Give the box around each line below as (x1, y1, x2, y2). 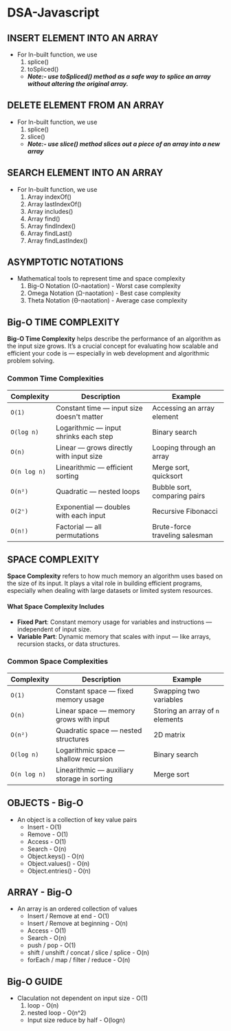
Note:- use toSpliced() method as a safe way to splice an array (27, 72, 211, 80)
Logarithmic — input (56, 423, 122, 433)
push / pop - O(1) (27, 941, 76, 950)
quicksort (152, 471, 184, 481)
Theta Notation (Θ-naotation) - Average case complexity (27, 296, 188, 305)
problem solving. (7, 356, 55, 365)
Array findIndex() (27, 221, 76, 230)
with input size (56, 451, 103, 461)
